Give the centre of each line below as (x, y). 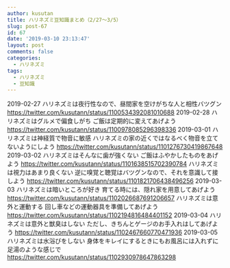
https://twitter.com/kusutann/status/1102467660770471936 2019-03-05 (116, 232)
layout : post (26, 45)
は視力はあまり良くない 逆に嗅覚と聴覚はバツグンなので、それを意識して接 (113, 173)
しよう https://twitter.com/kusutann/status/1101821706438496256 (100, 181)
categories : (24, 58)
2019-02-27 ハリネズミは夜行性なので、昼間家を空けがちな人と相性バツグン (115, 104)
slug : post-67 (27, 26)
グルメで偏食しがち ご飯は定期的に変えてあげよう (106, 121)
